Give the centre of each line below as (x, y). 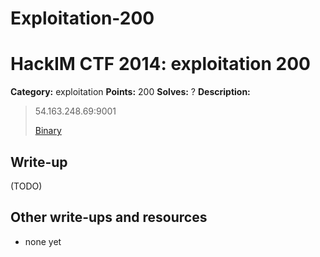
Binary (48, 131)
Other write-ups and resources (109, 217)
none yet (43, 241)
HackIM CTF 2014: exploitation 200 (160, 64)
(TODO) (26, 186)
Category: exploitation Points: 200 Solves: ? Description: (130, 92)
